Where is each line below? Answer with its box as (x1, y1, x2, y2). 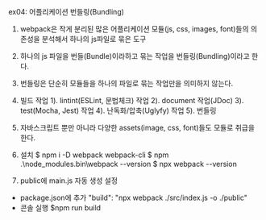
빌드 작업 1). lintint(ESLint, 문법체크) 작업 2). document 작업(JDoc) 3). (19, 96, 244, 105)
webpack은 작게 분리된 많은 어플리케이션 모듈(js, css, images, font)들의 (19, 24, 249, 34)
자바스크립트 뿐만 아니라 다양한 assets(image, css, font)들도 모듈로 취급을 (19, 123, 256, 132)
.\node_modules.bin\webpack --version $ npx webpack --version (19, 160, 238, 168)
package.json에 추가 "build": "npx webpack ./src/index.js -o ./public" (19, 193, 248, 202)
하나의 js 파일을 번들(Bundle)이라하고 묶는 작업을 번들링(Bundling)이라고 (19, 52, 250, 60)
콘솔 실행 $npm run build (19, 203, 102, 212)
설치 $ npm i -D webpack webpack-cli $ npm (19, 150, 169, 160)
